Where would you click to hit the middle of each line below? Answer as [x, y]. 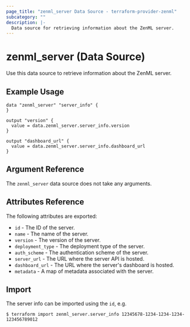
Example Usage [35, 92]
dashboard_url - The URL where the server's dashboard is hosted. [94, 265]
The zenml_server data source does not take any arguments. [79, 183]
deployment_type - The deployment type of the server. [79, 246]
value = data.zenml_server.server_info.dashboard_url [78, 146]
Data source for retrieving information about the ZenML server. [93, 28]
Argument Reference [45, 169]
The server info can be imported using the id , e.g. [67, 304]
